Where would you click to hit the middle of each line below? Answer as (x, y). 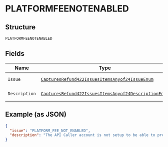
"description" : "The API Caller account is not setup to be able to (82, 135)
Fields (15, 54)
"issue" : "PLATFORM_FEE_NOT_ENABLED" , (50, 131)
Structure (20, 27)
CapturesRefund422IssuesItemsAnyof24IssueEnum (97, 79)
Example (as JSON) (36, 114)
